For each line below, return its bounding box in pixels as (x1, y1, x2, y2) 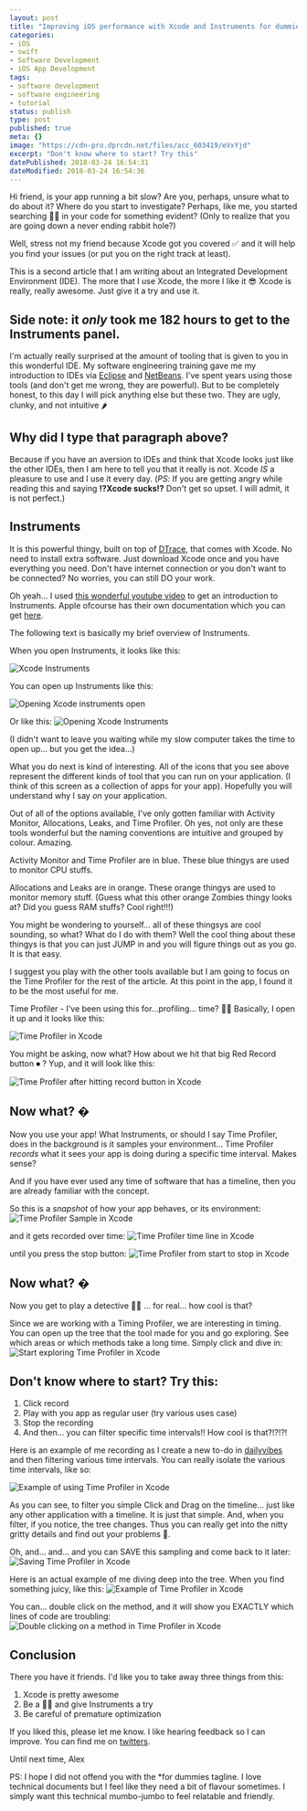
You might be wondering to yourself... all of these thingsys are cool (9, 919, 262, 930)
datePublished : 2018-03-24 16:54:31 (9, 157, 149, 167)
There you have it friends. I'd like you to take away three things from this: (9, 1671, 285, 1682)
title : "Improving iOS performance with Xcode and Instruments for (9, 22, 272, 31)
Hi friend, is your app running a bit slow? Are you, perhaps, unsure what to (9, 191, 290, 202)
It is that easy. (9, 948, 62, 959)
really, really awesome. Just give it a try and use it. (9, 285, 200, 297)
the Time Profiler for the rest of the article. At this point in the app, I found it (9, 975, 293, 987)
